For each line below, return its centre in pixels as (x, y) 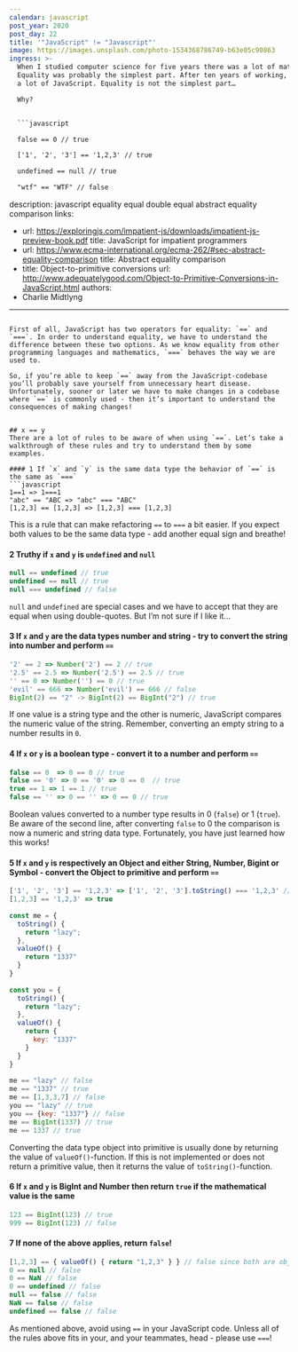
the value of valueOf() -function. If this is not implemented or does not (137, 1157)
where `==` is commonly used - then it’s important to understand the (142, 399)
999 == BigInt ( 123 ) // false (63, 1223)
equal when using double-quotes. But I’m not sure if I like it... (120, 616)
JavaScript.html (51, 288)
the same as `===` (43, 477)
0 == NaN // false (43, 1278)
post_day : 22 (33, 34)
